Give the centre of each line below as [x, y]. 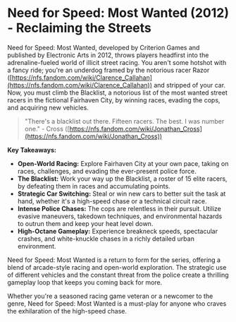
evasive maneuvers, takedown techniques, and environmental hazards [120, 216]
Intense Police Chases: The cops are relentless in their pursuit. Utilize [119, 208]
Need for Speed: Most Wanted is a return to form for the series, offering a [114, 260]
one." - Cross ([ [47, 129]
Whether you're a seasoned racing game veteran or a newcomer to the [110, 296]
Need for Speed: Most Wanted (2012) [118, 13]
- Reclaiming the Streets [79, 28]
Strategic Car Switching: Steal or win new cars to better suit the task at [122, 193]
